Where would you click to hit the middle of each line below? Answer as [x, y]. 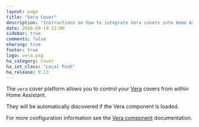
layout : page [22, 12]
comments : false [26, 39]
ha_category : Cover [30, 61]
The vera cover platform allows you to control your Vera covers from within [97, 89]
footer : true [22, 50]
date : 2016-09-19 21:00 [36, 28]
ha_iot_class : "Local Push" [41, 66]
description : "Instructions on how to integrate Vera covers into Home [96, 22]
